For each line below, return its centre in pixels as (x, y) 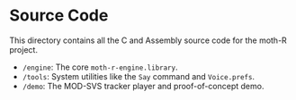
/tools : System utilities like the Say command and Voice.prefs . (138, 76)
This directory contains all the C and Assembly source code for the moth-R (148, 40)
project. (24, 49)
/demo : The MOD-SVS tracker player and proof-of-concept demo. (143, 86)
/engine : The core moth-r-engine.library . (100, 67)
